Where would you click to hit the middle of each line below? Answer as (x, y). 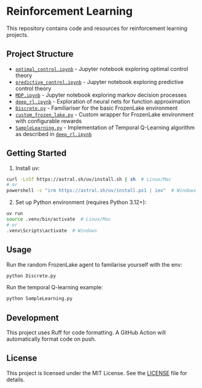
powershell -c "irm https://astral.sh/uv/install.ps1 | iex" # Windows (101, 191)
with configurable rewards (49, 121)
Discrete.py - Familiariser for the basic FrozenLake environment (96, 108)
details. (16, 379)
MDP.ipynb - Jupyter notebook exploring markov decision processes (101, 95)
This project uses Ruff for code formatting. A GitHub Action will (86, 333)
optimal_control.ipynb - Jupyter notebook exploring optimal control (102, 69)
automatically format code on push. (51, 339)
